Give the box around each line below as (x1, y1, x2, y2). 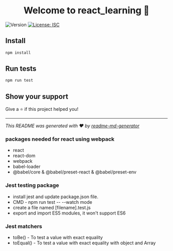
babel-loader (12, 164, 41, 170)
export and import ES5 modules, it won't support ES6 (12, 210, 126, 216)
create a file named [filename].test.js (12, 204, 91, 210)
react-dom (12, 152, 36, 159)
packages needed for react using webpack (5, 136, 115, 143)
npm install (5, 50, 31, 55)
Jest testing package (5, 182, 59, 189)
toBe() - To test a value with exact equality (12, 235, 103, 241)
